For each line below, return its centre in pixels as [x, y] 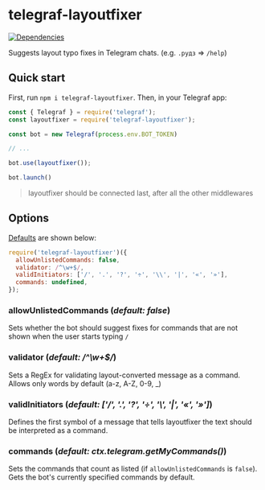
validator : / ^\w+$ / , [50, 267]
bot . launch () [30, 178]
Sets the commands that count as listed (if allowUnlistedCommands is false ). [133, 469]
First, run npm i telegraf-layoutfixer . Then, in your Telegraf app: [118, 97]
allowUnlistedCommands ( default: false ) [90, 310]
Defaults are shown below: [52, 237]
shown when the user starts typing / [69, 336]
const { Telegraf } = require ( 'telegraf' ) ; [82, 112]
